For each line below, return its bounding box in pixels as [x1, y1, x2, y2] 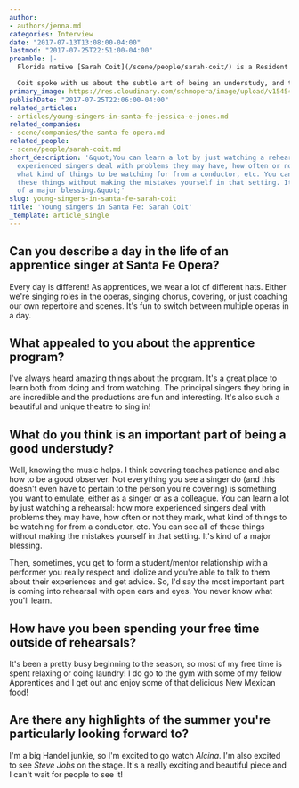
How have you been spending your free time [9, 621, 260, 636]
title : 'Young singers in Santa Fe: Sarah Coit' [9, 203, 193, 212]
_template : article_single [9, 211, 109, 220]
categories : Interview [9, 29, 93, 38]
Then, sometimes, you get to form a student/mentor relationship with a [9, 558, 269, 568]
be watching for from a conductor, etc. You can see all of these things [9, 521, 265, 532]
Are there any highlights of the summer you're [9, 712, 271, 728]
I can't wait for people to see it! [9, 768, 123, 779]
